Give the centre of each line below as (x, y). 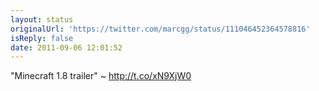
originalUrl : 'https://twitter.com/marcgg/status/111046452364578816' (160, 29)
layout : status (42, 19)
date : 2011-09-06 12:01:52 (66, 47)
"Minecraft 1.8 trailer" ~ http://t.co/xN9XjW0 (101, 76)
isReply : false (42, 38)
